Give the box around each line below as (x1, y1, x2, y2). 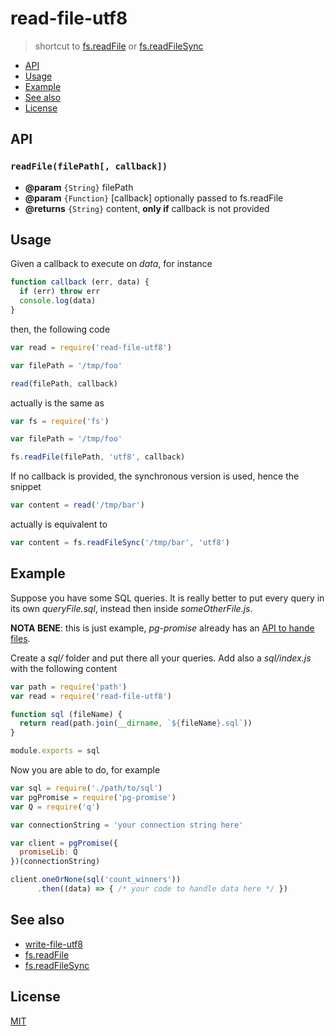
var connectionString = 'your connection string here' (10, 820, 244, 830)
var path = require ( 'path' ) (10, 682, 128, 692)
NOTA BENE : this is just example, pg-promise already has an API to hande (10, 622, 315, 634)
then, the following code (10, 323, 111, 335)
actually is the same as (10, 397, 105, 409)
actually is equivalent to (10, 518, 108, 531)
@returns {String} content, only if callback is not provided (24, 202, 270, 214)
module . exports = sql (10, 746, 101, 756)
